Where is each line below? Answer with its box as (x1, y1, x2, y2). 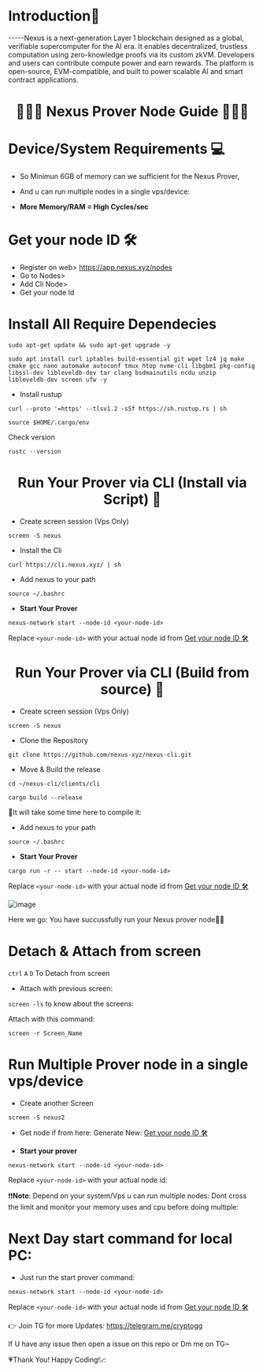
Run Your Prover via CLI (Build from (15, 664, 250, 682)
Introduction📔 (8, 7, 100, 25)
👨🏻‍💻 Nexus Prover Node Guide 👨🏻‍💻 (15, 102, 250, 121)
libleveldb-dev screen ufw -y (8, 376, 108, 384)
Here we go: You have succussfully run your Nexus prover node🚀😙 (8, 914, 224, 924)
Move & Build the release (19, 764, 101, 774)
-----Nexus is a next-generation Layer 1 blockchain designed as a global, (8, 33, 244, 43)
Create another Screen (19, 1098, 94, 1107)
